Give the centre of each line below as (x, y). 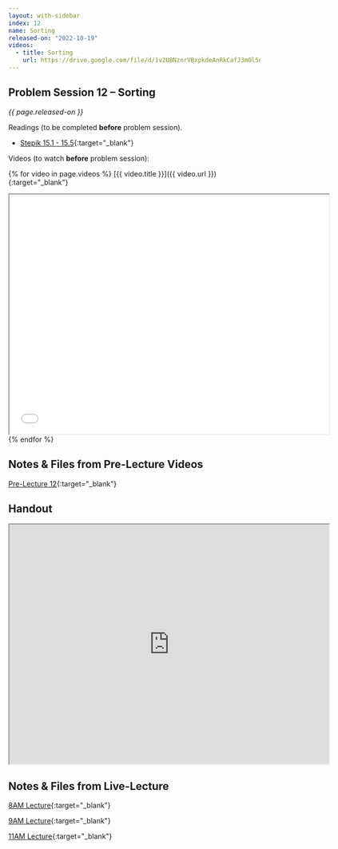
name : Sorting (32, 30)
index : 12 (25, 23)
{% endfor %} (31, 439)
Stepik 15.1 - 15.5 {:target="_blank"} (77, 143)
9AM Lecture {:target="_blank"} (60, 821)
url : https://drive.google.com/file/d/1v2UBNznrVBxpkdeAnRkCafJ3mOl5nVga (148, 61)
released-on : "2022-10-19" (53, 38)
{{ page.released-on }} (46, 112)
